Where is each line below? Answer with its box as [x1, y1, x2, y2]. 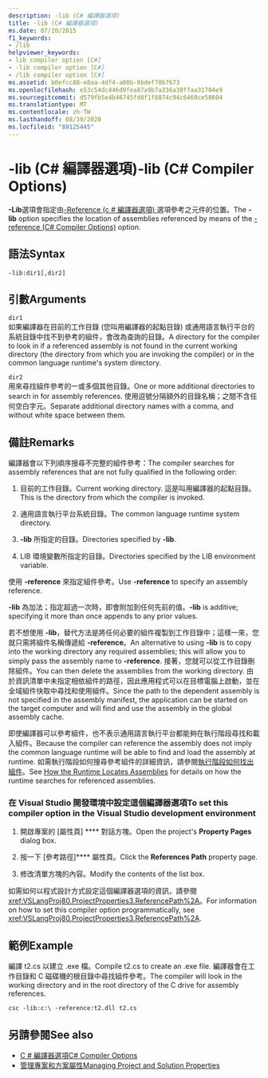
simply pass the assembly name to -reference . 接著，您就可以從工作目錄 [8, 656, 249, 666]
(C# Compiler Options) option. [41, 222, 141, 231]
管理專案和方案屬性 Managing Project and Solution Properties [19, 1060, 221, 1070]
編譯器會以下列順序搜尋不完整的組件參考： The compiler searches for [8, 458, 235, 468]
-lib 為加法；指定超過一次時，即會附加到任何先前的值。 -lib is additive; [8, 602, 238, 612]
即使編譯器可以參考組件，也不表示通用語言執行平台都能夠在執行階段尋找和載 [8, 729, 260, 738]
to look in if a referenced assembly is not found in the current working [8, 341, 238, 351]
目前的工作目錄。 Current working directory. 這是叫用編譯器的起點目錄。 [19, 484, 256, 493]
